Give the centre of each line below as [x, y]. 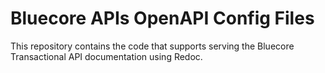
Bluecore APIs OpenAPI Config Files [162, 18]
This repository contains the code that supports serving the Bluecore [152, 46]
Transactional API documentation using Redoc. [106, 56]
